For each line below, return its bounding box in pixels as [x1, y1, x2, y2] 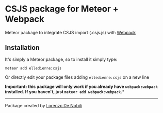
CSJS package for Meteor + [5, 3, 119, 14]
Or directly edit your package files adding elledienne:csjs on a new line [5, 74, 149, 80]
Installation [5, 43, 40, 52]
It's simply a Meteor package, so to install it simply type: [5, 56, 117, 62]
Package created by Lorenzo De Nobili [5, 102, 82, 108]
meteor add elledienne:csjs [5, 66, 62, 71]
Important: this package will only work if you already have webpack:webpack [5, 84, 158, 89]
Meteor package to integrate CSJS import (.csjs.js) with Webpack [5, 29, 136, 35]
